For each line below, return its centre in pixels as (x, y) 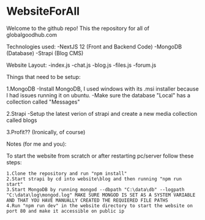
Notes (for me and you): (36, 144)
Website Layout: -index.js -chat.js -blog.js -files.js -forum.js (81, 65)
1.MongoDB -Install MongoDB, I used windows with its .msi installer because (102, 89)
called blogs (22, 120)
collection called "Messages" (43, 102)
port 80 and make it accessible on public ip (65, 211)
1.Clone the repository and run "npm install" (67, 173)
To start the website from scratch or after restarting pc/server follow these (100, 156)
